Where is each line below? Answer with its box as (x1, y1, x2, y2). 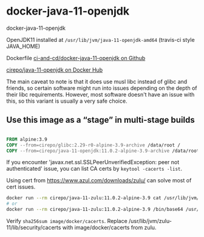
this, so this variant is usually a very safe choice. (6, 97, 127, 105)
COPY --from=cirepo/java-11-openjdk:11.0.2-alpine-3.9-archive (6, 148, 170, 154)
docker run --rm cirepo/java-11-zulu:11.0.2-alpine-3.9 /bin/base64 (6, 207, 183, 213)
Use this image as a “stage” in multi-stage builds (6, 115, 195, 125)
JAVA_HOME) (6, 43, 41, 50)
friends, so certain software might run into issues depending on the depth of (6, 84, 197, 92)
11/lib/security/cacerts (6, 224, 61, 231)
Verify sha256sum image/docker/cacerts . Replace (6, 218, 127, 224)
